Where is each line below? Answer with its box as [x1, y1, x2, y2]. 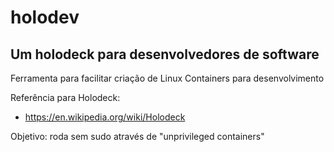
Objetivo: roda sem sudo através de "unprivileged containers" [10, 131, 265, 142]
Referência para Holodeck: [10, 92, 121, 103]
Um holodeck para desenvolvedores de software [10, 46, 320, 63]
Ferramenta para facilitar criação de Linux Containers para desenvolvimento [10, 72, 325, 84]
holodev [10, 6, 80, 29]
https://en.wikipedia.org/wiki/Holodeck [24, 111, 186, 123]
